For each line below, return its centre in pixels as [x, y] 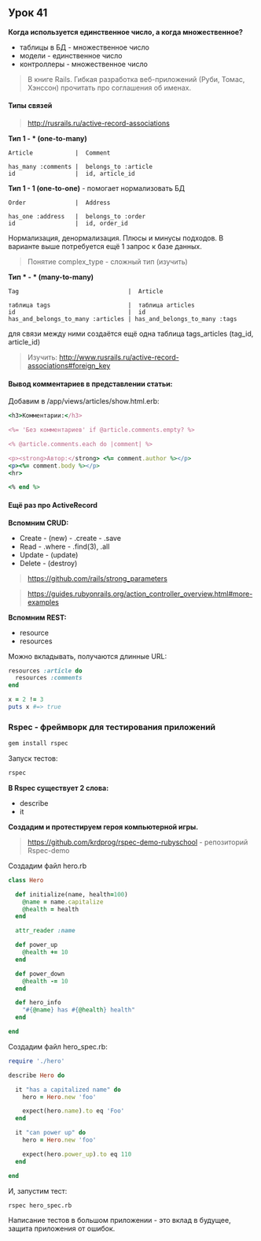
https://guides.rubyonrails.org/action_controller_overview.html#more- [140, 594]
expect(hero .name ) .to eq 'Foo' [74, 1111]
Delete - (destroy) [48, 563]
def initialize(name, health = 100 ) [72, 894]
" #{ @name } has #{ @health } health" [79, 1010]
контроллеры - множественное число [83, 64]
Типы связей [30, 106]
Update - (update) [49, 554]
